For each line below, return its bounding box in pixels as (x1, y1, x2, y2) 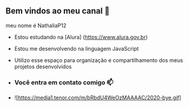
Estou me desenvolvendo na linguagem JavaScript (14, 45, 139, 52)
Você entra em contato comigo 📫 (14, 78, 114, 87)
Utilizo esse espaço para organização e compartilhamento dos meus (14, 56, 183, 63)
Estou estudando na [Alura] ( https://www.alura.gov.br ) (14, 33, 148, 41)
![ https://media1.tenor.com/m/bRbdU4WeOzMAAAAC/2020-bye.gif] (14, 94, 181, 102)
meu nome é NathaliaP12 (5, 22, 67, 29)
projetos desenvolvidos (14, 63, 72, 70)
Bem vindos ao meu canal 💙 (5, 6, 110, 16)
